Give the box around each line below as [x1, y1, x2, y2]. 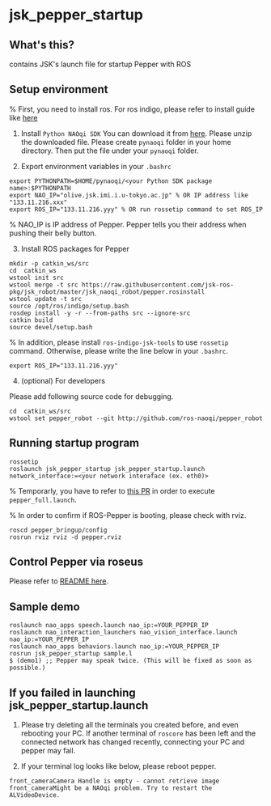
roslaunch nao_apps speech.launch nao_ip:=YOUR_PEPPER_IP [9, 621, 209, 630]
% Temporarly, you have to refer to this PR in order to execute [9, 486, 215, 495]
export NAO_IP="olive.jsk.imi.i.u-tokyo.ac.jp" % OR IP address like [9, 191, 249, 199]
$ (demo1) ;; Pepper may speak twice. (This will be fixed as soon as [9, 657, 252, 665]
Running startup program [9, 436, 140, 450]
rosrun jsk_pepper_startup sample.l [9, 650, 133, 658]
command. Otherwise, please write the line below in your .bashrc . [9, 346, 229, 355]
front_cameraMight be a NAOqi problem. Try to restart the [9, 784, 213, 792]
